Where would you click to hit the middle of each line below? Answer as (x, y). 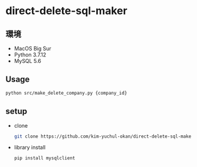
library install (29, 148)
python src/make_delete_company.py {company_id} (66, 93)
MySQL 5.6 (28, 61)
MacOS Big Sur (32, 49)
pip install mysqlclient (45, 158)
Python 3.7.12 (30, 55)
